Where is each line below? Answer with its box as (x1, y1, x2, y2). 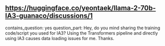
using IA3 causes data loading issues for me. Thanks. (5, 35, 114, 41)
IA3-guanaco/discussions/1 (5, 12, 93, 20)
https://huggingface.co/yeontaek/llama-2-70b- (5, 4, 156, 12)
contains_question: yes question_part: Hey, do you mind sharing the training (5, 25, 160, 31)
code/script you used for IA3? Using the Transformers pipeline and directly (5, 30, 158, 36)
